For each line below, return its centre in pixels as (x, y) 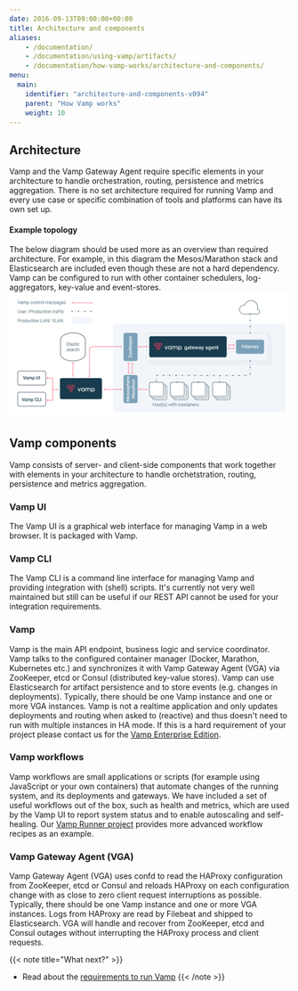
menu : (19, 76)
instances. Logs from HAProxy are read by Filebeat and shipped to (131, 914)
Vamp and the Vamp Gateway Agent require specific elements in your (137, 172)
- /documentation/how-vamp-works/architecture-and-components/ (145, 66)
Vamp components (63, 443)
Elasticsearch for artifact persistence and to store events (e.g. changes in (144, 687)
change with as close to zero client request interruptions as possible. (136, 895)
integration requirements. (56, 607)
